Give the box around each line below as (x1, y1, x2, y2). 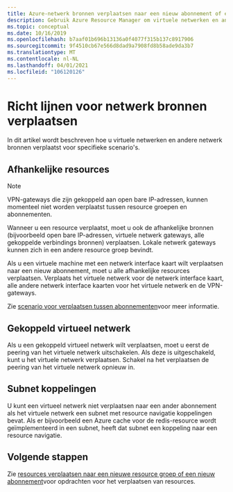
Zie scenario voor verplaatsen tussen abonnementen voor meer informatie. (7, 302, 220, 311)
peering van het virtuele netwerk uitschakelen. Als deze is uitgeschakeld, (7, 348, 216, 356)
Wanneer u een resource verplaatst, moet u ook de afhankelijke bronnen (7, 224, 214, 232)
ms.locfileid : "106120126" (7, 68, 85, 75)
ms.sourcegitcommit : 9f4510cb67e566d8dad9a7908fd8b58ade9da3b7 (7, 42, 194, 49)
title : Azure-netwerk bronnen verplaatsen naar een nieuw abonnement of (7, 10, 222, 17)
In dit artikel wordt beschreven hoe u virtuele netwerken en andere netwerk (7, 136, 223, 145)
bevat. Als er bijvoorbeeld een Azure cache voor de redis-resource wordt (7, 416, 216, 425)
